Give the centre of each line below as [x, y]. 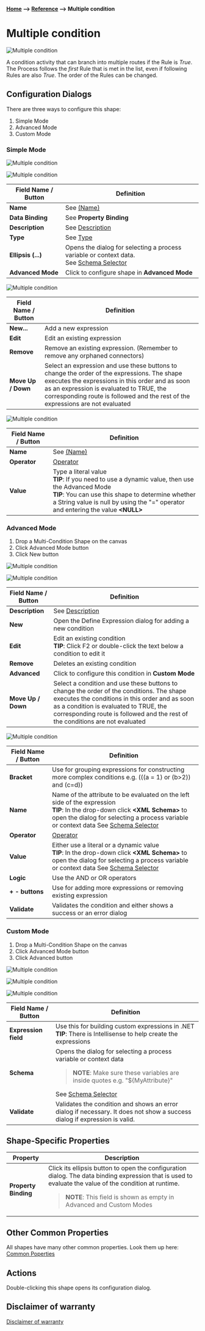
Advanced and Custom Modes [109, 1205]
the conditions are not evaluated [99, 721]
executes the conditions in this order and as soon [124, 699]
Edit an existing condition [89, 638]
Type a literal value [80, 472]
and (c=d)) [67, 785]
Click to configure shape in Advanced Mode [129, 273]
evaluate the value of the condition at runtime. [114, 1183]
